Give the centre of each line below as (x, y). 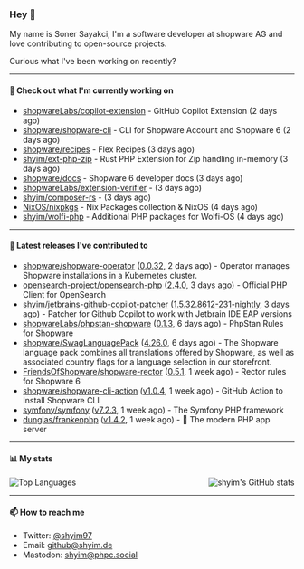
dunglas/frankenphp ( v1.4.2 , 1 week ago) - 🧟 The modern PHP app (146, 419)
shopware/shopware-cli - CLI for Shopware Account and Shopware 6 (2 (157, 129)
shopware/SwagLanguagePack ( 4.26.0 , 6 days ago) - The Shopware (150, 342)
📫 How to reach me (47, 512)
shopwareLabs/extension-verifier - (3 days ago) (112, 187)
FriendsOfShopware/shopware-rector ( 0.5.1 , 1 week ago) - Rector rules (154, 371)
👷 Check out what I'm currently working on (91, 90)
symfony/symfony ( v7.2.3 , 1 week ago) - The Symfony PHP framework (153, 410)
